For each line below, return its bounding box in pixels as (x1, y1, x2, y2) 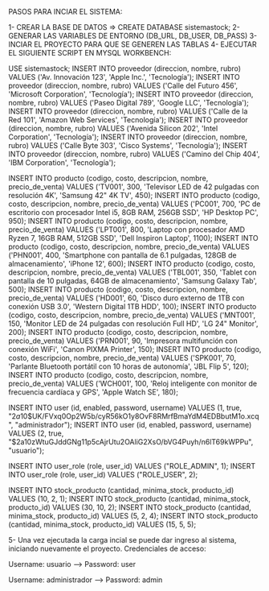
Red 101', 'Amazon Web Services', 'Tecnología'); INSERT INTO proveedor (8, 115, 249, 124)
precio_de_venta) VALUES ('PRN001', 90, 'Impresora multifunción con (8, 336, 238, 345)
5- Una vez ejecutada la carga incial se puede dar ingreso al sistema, (8, 535, 237, 544)
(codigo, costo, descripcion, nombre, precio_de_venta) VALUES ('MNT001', (8, 310, 256, 320)
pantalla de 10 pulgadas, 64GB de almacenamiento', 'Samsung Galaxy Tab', (8, 276, 257, 285)
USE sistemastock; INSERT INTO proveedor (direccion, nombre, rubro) (8, 64, 242, 73)
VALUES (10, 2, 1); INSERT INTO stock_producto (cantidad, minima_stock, (8, 494, 251, 503)
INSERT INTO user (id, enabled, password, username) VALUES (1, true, (8, 403, 243, 412)
